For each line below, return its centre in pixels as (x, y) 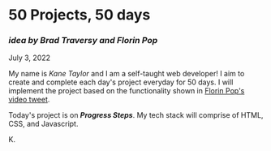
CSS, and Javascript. (43, 124)
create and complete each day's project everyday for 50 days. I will (121, 82)
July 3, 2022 (30, 58)
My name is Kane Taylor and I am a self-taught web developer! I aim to (127, 74)
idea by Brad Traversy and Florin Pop (83, 41)
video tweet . (29, 100)
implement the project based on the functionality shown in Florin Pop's (127, 91)
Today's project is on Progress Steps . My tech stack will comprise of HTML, (136, 115)
